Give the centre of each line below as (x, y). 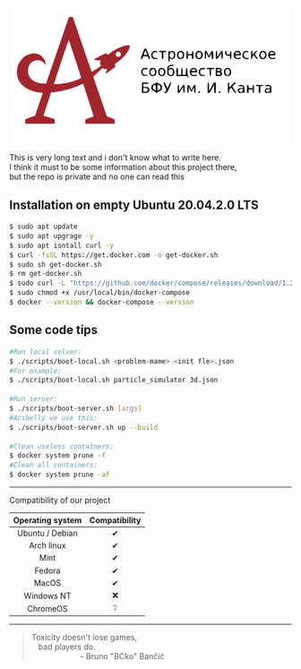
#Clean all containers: (54, 465)
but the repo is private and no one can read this (97, 176)
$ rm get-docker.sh (46, 274)
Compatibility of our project (60, 501)
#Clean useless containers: (62, 446)
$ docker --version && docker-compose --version (102, 303)
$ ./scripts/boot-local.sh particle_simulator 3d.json (114, 380)
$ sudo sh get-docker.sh (56, 264)
